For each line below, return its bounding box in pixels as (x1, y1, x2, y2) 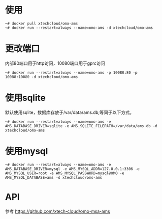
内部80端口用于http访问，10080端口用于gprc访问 (5, 60, 105, 66)
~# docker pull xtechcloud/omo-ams (5, 21, 78, 26)
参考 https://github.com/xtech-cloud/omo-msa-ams (5, 208, 110, 214)
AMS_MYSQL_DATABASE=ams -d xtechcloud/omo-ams (5, 175, 102, 180)
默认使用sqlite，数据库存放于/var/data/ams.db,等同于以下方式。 (5, 109, 134, 115)
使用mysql (5, 146, 48, 157)
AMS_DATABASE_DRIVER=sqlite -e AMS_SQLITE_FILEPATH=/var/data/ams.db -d (5, 123, 158, 128)
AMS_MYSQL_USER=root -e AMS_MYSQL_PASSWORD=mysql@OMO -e (5, 170, 125, 176)
